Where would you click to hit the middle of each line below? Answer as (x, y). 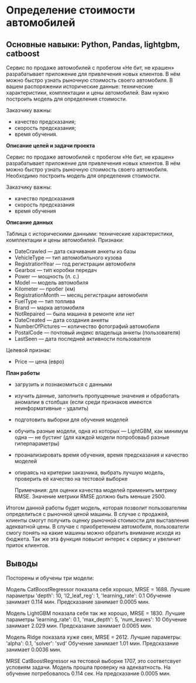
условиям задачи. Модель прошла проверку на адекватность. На (88, 667)
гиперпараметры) (37, 443)
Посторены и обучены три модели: (50, 578)
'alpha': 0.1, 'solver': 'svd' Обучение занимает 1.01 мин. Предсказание (92, 643)
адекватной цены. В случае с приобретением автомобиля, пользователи (97, 526)
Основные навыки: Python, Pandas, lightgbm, (93, 44)
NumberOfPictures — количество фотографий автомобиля (87, 326)
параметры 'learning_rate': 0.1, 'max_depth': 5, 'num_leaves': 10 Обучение (97, 619)
